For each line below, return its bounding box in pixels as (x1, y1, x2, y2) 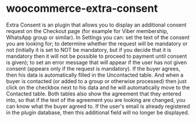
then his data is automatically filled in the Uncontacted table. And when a (6, 71, 184, 78)
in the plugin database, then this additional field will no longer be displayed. (6, 108, 190, 116)
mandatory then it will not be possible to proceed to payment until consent (6, 52, 187, 60)
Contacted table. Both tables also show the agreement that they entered (6, 90, 182, 97)
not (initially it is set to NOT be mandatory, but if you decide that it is (6, 46, 171, 53)
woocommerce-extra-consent (6, 2, 158, 15)
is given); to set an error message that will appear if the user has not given (6, 58, 187, 66)
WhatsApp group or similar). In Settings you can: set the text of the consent (6, 34, 190, 41)
